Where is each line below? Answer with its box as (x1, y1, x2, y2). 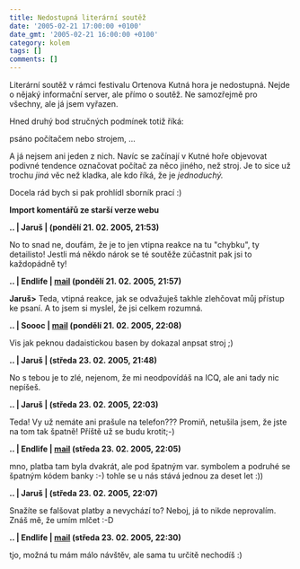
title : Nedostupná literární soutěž (9, 13, 146, 22)
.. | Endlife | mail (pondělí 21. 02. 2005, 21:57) (9, 276, 182, 286)
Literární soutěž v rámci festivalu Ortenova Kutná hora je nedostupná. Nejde (9, 80, 290, 90)
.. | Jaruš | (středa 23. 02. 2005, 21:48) (9, 355, 157, 365)
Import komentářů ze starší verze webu (9, 205, 160, 215)
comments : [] (9, 55, 58, 64)
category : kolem (9, 38, 70, 48)
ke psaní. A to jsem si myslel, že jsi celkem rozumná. (9, 302, 204, 313)
